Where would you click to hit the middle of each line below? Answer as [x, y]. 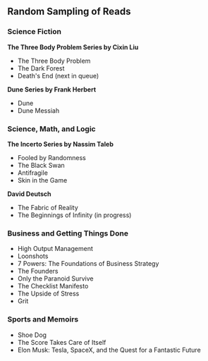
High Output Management [55, 249]
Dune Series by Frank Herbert [52, 89]
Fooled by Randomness [51, 157]
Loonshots [33, 256]
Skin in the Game [42, 180]
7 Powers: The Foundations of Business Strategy [88, 264]
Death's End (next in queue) [58, 75]
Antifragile [32, 173]
